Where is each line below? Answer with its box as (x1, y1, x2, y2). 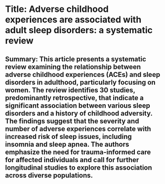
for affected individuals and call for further (5, 155, 139, 164)
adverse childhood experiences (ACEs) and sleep (5, 70, 161, 79)
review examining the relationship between (5, 62, 141, 71)
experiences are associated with (5, 14, 142, 25)
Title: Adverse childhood (5, 3, 109, 15)
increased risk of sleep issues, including (5, 132, 132, 141)
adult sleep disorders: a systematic (5, 25, 153, 36)
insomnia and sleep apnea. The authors (5, 140, 129, 148)
